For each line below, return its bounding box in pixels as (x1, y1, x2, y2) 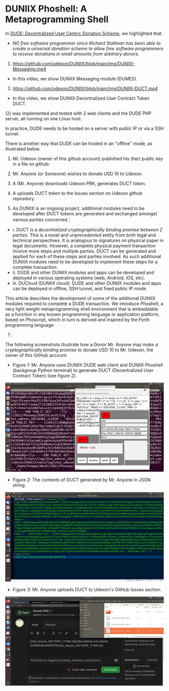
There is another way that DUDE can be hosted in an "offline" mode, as (5, 140, 152, 146)
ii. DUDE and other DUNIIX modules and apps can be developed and (12, 269, 154, 275)
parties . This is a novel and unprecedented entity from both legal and (12, 232, 156, 238)
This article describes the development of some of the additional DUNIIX (5, 295, 156, 301)
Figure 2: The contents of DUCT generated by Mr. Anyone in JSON (12, 477, 151, 483)
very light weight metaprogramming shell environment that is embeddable (5, 305, 158, 312)
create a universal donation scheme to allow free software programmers (12, 45, 163, 51)
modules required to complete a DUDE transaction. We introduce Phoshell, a (5, 300, 163, 306)
